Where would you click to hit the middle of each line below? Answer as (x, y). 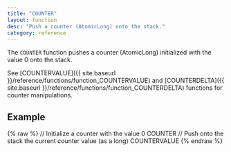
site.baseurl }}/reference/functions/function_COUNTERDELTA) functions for (115, 88)
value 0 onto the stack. (40, 60)
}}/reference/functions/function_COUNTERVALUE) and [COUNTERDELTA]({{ (116, 81)
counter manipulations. (40, 95)
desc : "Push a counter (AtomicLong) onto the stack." (86, 26)
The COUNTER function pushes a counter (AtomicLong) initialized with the (110, 53)
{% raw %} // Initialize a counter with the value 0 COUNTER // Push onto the (115, 134)
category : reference (37, 33)
